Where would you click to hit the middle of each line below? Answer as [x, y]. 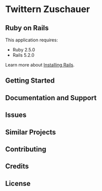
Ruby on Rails [27, 28]
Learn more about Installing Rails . [40, 65]
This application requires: [32, 40]
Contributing [26, 149]
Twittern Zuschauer [47, 9]
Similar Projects [31, 132]
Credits [17, 167]
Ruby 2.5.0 [24, 50]
